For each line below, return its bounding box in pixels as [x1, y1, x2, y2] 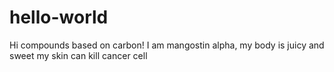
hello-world [9, 6, 109, 29]
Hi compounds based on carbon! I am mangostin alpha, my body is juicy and [9, 39, 325, 51]
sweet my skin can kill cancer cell [9, 49, 148, 61]
